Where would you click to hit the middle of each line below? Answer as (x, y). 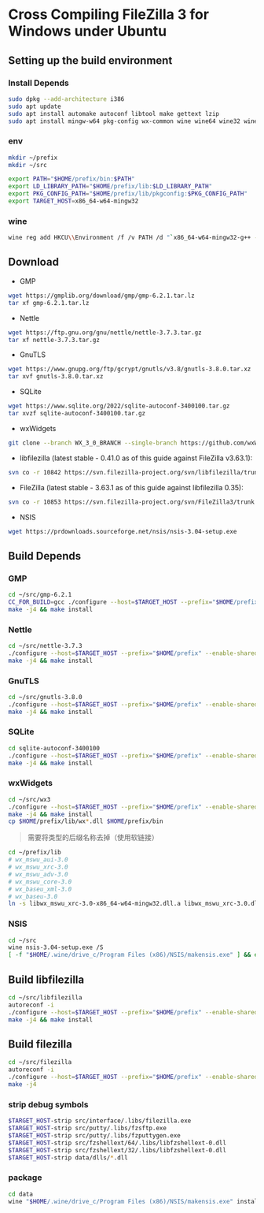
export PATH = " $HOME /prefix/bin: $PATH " (71, 179)
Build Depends (45, 556)
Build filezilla (40, 1044)
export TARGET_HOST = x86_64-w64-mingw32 (73, 201)
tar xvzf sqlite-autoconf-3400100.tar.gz (77, 414)
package (25, 1178)
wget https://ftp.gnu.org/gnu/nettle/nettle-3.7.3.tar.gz (105, 333)
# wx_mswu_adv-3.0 (38, 874)
